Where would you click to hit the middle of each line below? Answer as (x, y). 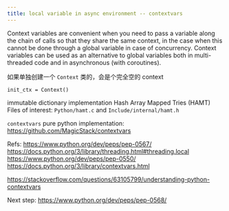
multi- (203, 55)
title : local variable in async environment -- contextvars (95, 13)
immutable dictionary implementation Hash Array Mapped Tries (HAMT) (109, 102)
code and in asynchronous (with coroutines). (98, 62)
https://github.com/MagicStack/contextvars (69, 130)
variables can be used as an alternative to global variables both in (100, 55)
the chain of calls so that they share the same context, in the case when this (115, 40)
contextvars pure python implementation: (66, 123)
